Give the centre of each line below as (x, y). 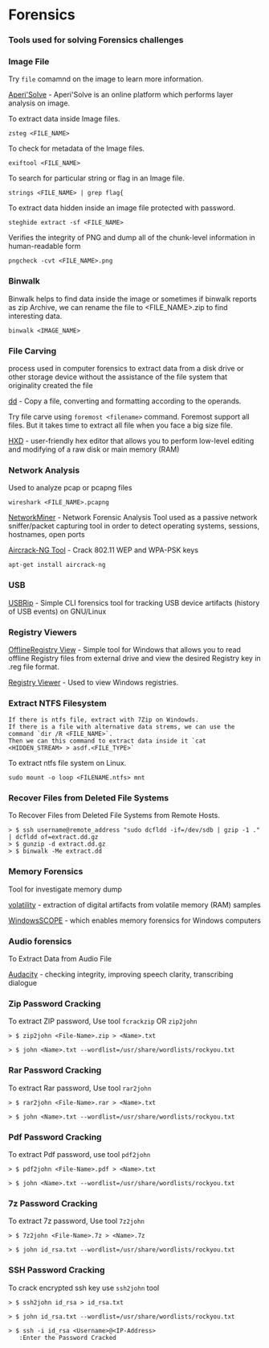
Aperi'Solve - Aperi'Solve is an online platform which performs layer (121, 95)
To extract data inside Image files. (64, 119)
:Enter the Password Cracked (67, 1338)
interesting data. (35, 316)
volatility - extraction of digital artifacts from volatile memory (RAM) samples (134, 904)
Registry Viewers (43, 632)
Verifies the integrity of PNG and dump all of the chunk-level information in (132, 238)
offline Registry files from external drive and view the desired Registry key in (134, 658)
